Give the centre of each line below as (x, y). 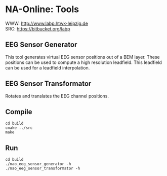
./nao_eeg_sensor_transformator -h (43, 168)
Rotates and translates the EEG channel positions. (57, 96)
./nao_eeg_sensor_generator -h (38, 164)
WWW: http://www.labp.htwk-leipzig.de (47, 23)
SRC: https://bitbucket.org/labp (38, 28)
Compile (19, 112)
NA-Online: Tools (42, 9)
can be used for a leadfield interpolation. (48, 67)
